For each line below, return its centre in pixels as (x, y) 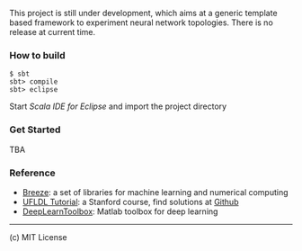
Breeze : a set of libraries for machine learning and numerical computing (155, 192)
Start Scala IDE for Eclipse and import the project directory (118, 106)
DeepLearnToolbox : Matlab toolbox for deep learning (120, 211)
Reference (32, 173)
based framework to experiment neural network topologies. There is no (142, 22)
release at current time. (53, 32)
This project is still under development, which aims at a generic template (143, 13)
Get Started (35, 130)
